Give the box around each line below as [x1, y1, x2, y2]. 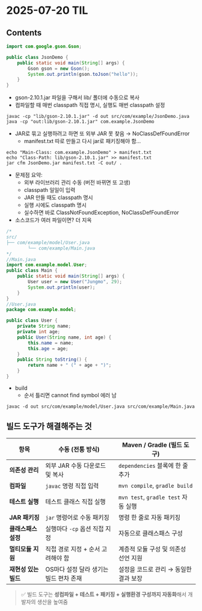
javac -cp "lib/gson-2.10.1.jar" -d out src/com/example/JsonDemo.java [6, 114, 189, 120]
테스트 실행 [9, 497, 39, 506]
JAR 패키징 [9, 513, 40, 521]
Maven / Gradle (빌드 [122, 440, 182, 449]
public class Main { [6, 268, 58, 274]
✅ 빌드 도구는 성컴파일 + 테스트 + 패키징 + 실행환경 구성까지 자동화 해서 [20, 591, 187, 598]
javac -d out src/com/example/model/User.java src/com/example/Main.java [6, 404, 195, 410]
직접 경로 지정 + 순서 [44, 545, 100, 553]
